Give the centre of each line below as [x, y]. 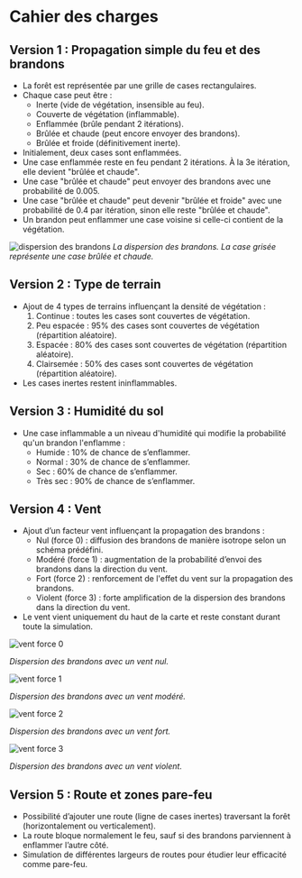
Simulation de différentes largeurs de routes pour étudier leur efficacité [154, 855]
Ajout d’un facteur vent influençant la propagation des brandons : [143, 531]
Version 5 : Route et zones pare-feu [111, 795]
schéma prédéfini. [69, 550]
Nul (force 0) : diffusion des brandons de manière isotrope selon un [161, 540]
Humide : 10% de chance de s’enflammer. [113, 452]
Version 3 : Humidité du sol [87, 412]
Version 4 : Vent [55, 510]
